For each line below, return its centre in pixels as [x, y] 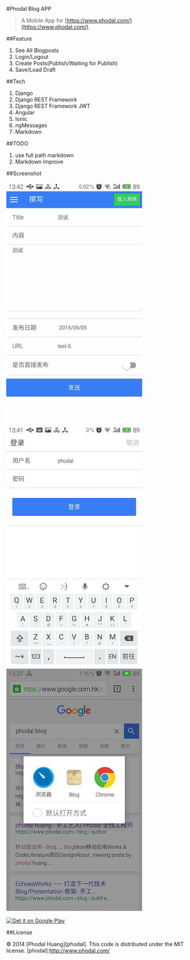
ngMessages [31, 125]
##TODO [17, 144]
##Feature [19, 38]
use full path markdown [44, 155]
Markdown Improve [39, 162]
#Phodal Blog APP [29, 9]
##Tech [16, 81]
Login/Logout [32, 57]
